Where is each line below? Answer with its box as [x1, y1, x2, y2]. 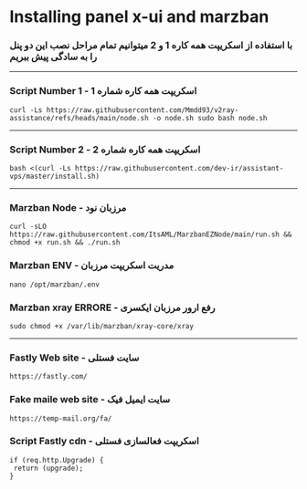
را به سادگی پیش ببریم [9, 50, 98, 63]
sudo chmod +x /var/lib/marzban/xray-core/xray [9, 321, 195, 330]
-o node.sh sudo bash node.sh [152, 113, 268, 122]
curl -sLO [9, 222, 48, 232]
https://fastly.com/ [9, 372, 89, 381]
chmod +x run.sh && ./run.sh [9, 238, 121, 247]
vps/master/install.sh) [9, 172, 101, 182]
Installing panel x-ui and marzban [9, 6, 270, 27]
